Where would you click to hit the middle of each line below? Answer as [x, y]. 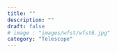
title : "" [22, 13]
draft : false [26, 26]
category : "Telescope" [40, 39]
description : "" [31, 20]
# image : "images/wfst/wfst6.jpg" [59, 33]
